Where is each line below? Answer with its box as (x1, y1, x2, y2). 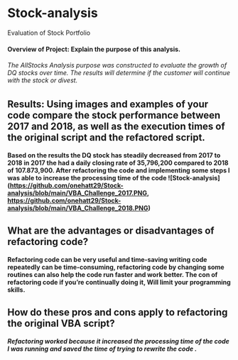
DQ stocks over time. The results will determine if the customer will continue (7, 69, 231, 77)
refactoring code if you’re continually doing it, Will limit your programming (7, 278, 231, 287)
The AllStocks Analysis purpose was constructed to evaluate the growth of (7, 61, 227, 70)
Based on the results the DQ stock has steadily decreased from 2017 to (7, 151, 221, 160)
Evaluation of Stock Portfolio (7, 28, 91, 37)
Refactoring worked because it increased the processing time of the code (7, 337, 229, 346)
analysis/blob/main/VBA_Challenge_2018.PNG (7, 204, 148, 212)
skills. (7, 285, 26, 294)
